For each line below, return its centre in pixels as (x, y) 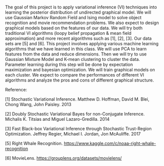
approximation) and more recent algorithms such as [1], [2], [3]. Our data (78, 38)
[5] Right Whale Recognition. (34, 143)
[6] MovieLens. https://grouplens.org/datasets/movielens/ (63, 158)
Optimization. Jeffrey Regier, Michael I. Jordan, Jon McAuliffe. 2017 (73, 134)
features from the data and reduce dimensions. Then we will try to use (76, 54)
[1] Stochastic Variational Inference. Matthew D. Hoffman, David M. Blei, (77, 99)
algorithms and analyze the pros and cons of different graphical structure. (80, 80)
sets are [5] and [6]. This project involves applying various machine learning (82, 43)
